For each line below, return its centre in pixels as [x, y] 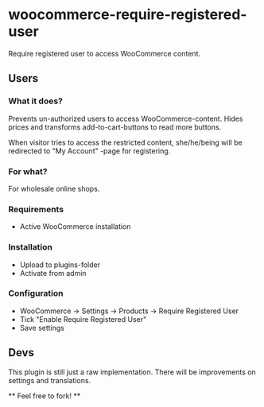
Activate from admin [53, 273]
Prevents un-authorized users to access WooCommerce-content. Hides [126, 118]
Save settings [42, 328]
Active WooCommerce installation [75, 227]
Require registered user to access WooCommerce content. [105, 53]
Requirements [36, 209]
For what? [28, 171]
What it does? [36, 101]
